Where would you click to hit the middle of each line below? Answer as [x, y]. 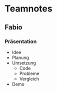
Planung [20, 57]
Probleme [29, 73]
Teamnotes [29, 9]
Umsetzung [24, 62]
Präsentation [21, 41]
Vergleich [29, 78]
